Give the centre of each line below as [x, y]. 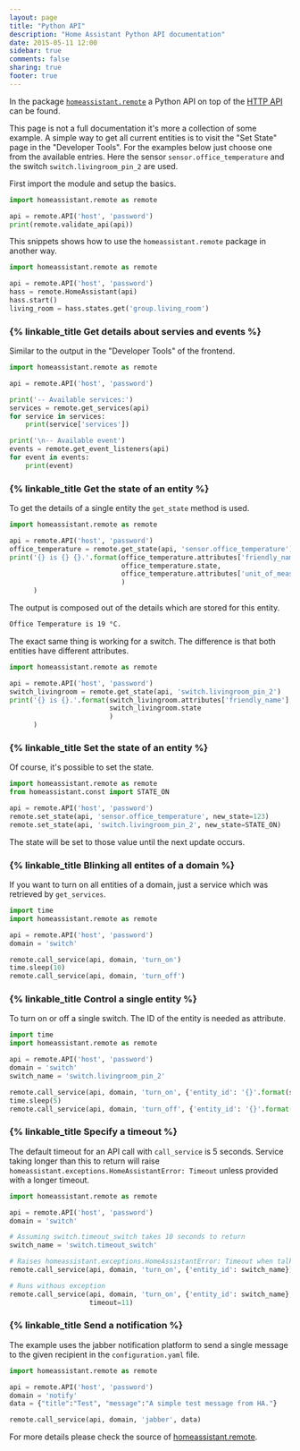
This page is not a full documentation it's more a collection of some [133, 128]
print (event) [50, 465]
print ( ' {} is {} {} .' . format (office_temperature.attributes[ [125, 557]
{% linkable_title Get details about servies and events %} [135, 331]
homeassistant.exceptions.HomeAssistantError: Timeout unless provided [144, 1170]
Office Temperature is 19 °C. [66, 624]
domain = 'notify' [43, 1396]
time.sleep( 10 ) [37, 968]
